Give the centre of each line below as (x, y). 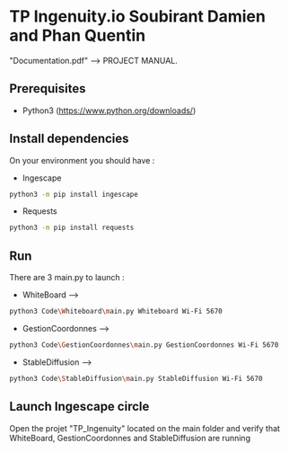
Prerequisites (48, 89)
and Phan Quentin (78, 35)
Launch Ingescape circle (79, 407)
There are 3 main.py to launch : (67, 278)
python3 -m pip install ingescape (74, 194)
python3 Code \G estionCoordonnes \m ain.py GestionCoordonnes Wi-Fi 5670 (144, 345)
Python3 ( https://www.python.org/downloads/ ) (109, 111)
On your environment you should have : (82, 160)
